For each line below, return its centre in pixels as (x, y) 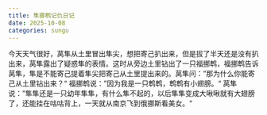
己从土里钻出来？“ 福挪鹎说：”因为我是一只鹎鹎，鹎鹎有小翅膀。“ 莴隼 (123, 83)
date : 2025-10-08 (37, 23)
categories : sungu (39, 30)
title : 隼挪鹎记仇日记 (42, 15)
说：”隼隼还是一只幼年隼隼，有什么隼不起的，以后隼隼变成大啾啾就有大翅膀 (132, 94)
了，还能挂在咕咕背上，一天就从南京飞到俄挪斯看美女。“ (101, 103)
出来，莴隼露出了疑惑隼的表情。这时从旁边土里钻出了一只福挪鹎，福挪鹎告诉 (133, 63)
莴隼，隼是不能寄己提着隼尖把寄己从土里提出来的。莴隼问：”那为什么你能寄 (132, 74)
